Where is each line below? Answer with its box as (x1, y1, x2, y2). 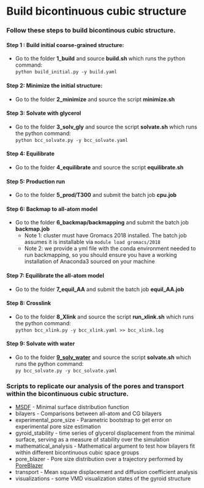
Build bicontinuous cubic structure (6, 4, 187, 18)
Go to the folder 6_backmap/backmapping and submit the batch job (15, 219, 189, 226)
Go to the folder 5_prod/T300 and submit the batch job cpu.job (15, 191, 177, 199)
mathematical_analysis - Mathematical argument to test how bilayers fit (15, 442, 195, 450)
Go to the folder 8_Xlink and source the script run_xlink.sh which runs (15, 313, 194, 320)
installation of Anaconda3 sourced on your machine (24, 258, 155, 265)
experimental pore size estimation (15, 423, 101, 431)
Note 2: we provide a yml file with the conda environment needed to (24, 245, 196, 252)
